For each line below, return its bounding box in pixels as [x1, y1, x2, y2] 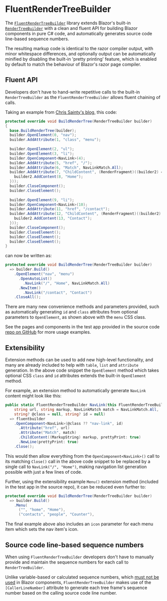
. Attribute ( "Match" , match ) [18, 430, 77, 435]
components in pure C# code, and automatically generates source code [5, 30, 153, 36]
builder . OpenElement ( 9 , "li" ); [9, 198, 75, 202]
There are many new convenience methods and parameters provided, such [5, 303, 160, 309]
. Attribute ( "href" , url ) [18, 425, 70, 431]
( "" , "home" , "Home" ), [18, 507, 66, 512]
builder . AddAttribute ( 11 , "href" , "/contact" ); [9, 206, 110, 212]
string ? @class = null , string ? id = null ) [14, 411, 106, 416]
